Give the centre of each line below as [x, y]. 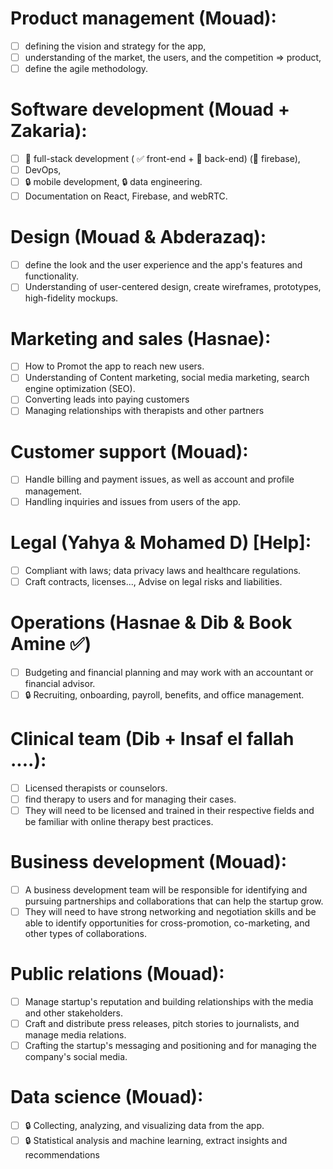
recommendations [62, 1154]
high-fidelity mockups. [71, 298]
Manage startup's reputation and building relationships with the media [169, 1001]
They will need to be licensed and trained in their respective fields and [169, 810]
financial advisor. [60, 683]
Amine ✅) [51, 643]
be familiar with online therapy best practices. [119, 821]
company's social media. [76, 1056]
